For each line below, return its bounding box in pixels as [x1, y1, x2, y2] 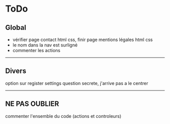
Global [5, 23, 26, 32]
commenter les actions [12, 48, 61, 53]
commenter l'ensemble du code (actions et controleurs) [5, 113, 121, 119]
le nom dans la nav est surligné [12, 42, 78, 48]
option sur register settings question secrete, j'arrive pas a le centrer [5, 80, 148, 86]
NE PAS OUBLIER [5, 100, 59, 108]
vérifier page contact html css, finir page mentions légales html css [12, 36, 153, 43]
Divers [5, 67, 26, 75]
